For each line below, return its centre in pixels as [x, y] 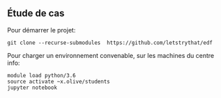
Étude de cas [36, 13]
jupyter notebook [32, 88]
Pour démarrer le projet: [42, 30]
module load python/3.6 [42, 75]
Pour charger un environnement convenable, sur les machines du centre [110, 55]
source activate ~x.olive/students [59, 81]
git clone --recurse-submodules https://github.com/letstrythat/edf [110, 43]
